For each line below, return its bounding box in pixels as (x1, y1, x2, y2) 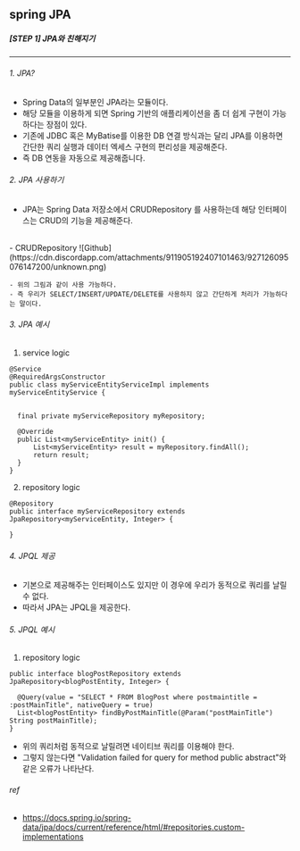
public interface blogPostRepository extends (9, 670, 181, 679)
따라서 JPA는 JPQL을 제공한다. (21, 602, 131, 613)
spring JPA (9, 7, 71, 22)
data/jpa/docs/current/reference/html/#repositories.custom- (21, 822, 246, 832)
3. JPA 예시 (9, 319, 50, 330)
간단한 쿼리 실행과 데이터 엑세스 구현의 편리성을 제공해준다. (21, 141, 228, 152)
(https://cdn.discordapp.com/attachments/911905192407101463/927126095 (9, 252, 289, 263)
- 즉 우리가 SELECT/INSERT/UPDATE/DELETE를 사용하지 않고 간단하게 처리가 (9, 289, 260, 298)
